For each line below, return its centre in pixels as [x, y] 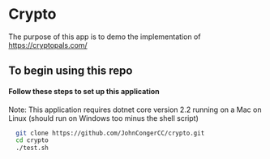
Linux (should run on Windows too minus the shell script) [103, 118]
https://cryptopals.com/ [48, 45]
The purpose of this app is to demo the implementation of [105, 37]
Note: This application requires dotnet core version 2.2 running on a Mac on [135, 110]
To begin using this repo [71, 71]
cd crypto [32, 140]
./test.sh [32, 148]
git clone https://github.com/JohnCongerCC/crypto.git [110, 133]
